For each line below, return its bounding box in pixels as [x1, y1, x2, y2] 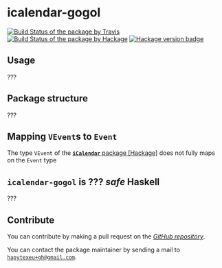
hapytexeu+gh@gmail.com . [7, 253, 77, 261]
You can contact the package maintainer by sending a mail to [7, 245, 181, 254]
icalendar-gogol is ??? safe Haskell [7, 176, 160, 188]
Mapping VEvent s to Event [7, 130, 118, 142]
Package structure [7, 93, 88, 104]
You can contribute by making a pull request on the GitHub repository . [7, 232, 206, 241]
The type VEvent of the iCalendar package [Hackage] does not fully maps [7, 149, 215, 157]
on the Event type [7, 156, 57, 165]
